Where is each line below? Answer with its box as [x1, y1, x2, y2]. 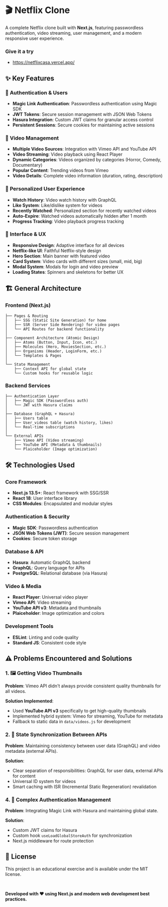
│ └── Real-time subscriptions [5, 424, 75, 429]
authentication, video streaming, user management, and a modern [5, 30, 142, 36]
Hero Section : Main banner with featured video [12, 253, 110, 259]
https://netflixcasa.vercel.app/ [12, 59, 75, 66]
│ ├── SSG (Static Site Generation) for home [5, 317, 107, 323]
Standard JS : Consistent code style [12, 639, 87, 645]
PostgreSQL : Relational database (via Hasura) [12, 570, 108, 576]
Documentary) [12, 162, 43, 168]
